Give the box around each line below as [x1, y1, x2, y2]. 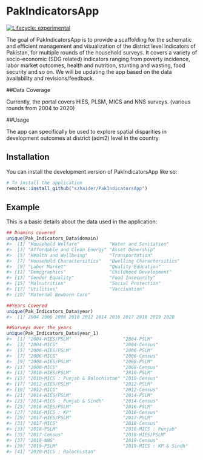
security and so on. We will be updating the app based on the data [6, 68, 172, 75]
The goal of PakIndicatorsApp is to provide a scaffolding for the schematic [6, 36, 192, 43]
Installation [6, 152, 50, 162]
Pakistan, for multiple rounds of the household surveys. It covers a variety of [6, 48, 198, 56]
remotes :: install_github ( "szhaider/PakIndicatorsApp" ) [6, 185, 148, 191]
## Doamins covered [6, 230, 56, 236]
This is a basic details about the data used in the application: [6, 218, 158, 225]
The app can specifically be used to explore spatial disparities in [6, 128, 167, 135]
